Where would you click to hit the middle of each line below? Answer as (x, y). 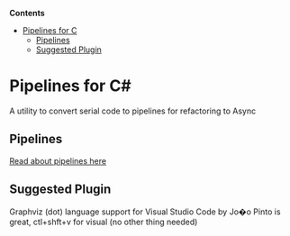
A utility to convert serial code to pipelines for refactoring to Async (133, 111)
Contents (27, 13)
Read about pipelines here (58, 160)
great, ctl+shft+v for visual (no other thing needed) (104, 222)
